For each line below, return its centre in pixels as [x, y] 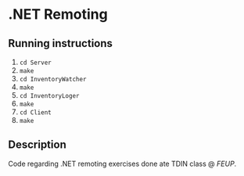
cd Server [36, 63]
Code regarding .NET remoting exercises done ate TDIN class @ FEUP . [122, 163]
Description [37, 145]
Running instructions [61, 43]
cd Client [36, 113]
